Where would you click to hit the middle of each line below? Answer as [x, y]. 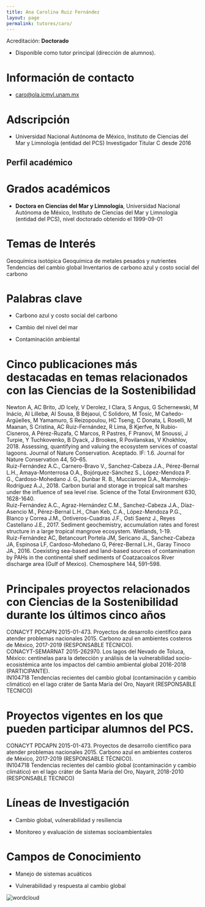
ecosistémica [23, 665]
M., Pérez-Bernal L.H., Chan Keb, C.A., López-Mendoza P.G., [105, 512]
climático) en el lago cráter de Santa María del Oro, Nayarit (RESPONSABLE [101, 684]
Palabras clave [44, 298]
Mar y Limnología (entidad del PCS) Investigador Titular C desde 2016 [103, 143]
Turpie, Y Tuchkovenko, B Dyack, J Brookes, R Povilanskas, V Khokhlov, [97, 440]
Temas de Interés [51, 244]
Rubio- [169, 427]
